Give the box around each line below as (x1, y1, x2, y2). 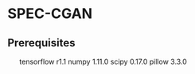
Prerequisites (7, 36, 76, 50)
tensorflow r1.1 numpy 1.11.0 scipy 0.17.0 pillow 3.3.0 (18, 57, 188, 66)
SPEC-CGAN (7, 5, 93, 23)
